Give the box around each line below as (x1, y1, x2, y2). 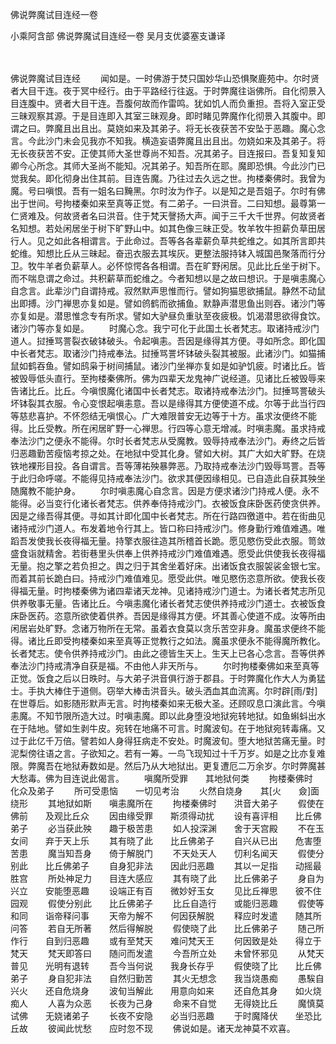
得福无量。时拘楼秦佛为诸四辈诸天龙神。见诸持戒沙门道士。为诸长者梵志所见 (10, 585, 326, 597)
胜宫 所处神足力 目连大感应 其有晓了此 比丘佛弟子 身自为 (10, 873, 325, 884)
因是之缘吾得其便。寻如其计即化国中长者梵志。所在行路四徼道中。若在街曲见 (10, 510, 326, 522)
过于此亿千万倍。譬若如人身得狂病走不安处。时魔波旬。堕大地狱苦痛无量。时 (10, 735, 326, 747)
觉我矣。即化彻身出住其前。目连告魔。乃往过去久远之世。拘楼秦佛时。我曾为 (10, 173, 326, 184)
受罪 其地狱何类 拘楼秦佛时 (169, 773, 313, 784)
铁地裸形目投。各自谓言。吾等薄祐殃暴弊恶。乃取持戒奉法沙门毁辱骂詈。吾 (10, 460, 317, 472)
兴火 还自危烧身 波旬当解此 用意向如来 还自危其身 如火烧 (10, 985, 322, 997)
